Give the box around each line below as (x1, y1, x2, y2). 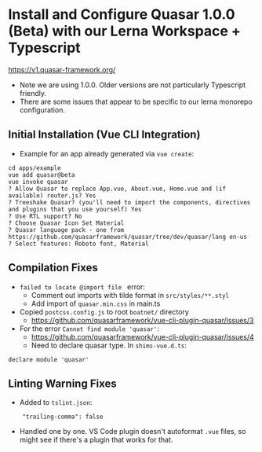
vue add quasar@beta (8, 171, 76, 178)
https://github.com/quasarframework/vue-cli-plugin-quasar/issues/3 (31, 315, 254, 325)
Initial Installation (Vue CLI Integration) (8, 128, 201, 141)
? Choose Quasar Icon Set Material (8, 219, 125, 227)
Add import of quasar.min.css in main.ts (31, 299, 161, 308)
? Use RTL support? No (8, 212, 82, 220)
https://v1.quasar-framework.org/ (8, 64, 116, 74)
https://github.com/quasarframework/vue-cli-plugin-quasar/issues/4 (31, 332, 255, 341)
